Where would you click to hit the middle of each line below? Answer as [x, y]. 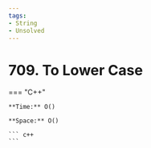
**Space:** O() [34, 121]
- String [23, 23]
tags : [17, 16]
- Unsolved [27, 30]
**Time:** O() [32, 107]
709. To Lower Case [75, 70]
